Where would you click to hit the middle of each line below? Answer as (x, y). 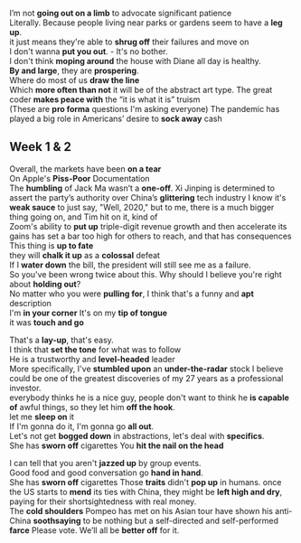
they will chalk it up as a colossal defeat (85, 255)
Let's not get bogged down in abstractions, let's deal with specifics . (137, 435)
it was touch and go (47, 322)
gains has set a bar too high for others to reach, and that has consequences (150, 236)
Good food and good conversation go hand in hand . (106, 473)
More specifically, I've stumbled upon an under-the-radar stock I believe (146, 369)
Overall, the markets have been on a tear (85, 169)
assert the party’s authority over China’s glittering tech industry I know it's (148, 197)
